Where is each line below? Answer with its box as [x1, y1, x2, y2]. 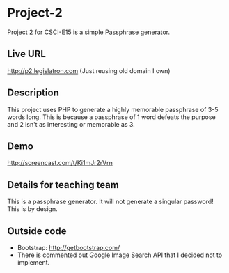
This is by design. [7, 205, 58, 213]
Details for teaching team [7, 179, 120, 191]
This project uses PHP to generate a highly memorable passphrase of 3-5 [7, 105, 219, 114]
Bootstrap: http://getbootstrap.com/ [17, 244, 120, 251]
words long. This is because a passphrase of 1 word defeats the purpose [7, 113, 216, 121]
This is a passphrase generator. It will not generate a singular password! [7, 197, 214, 206]
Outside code [7, 225, 67, 237]
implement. [17, 258, 50, 266]
